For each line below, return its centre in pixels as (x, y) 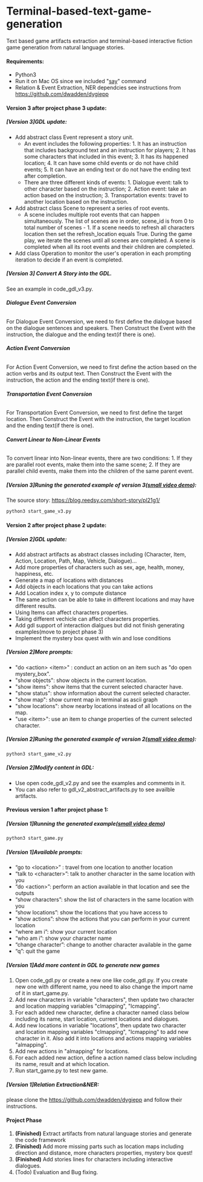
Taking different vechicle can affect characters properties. (87, 619)
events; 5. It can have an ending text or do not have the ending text (107, 169)
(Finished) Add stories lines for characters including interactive (94, 1160)
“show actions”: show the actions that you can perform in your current (102, 919)
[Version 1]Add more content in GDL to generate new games (83, 965)
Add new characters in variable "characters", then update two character (105, 1000)
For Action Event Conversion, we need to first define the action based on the (101, 367)
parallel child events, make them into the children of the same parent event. (100, 471)
